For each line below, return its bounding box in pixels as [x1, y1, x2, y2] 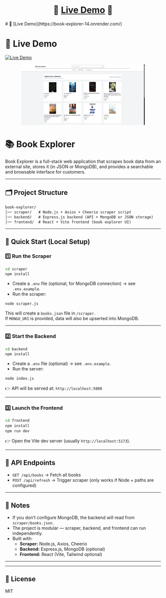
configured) [12, 482, 37, 488]
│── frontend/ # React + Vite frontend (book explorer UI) [5, 220, 132, 225]
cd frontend [5, 418, 30, 423]
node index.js [5, 376, 35, 381]
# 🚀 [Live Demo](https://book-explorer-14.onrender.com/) [5, 21, 122, 27]
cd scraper [5, 267, 28, 272]
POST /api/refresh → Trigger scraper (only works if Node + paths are [12, 477, 154, 483]
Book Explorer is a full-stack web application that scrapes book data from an [5, 158, 161, 165]
